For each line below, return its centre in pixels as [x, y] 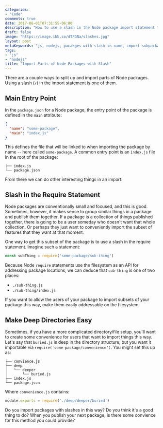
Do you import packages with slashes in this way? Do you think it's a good [79, 410]
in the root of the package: [32, 157]
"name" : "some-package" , [34, 129]
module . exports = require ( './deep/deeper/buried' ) [57, 400]
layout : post [18, 41]
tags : [10, 50]
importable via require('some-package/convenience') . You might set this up [80, 347]
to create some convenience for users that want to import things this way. [79, 337]
